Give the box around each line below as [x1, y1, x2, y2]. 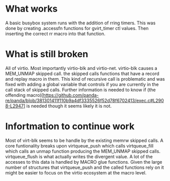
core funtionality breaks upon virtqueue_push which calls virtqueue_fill [5, 142, 154, 149]
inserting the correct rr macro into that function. [5, 30, 106, 37]
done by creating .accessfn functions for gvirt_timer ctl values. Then [5, 25, 149, 31]
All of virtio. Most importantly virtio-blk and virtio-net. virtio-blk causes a [5, 65, 158, 71]
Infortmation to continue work [5, 121, 135, 132]
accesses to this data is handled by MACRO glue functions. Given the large [5, 159, 162, 165]
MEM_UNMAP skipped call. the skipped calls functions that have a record [5, 70, 159, 77]
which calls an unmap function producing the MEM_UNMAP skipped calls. [5, 148, 161, 154]
